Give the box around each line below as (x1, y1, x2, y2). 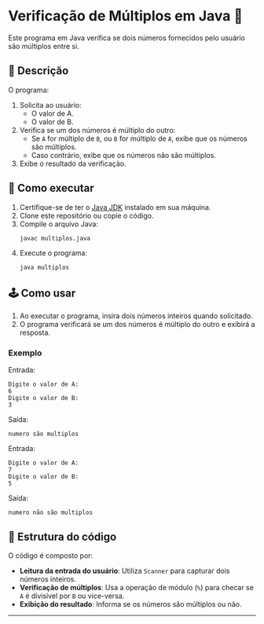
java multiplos (19, 263, 70, 272)
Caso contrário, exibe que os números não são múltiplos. (31, 150, 216, 160)
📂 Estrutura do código (8, 530, 117, 543)
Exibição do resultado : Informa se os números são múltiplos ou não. (19, 600, 242, 609)
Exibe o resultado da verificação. (19, 159, 127, 168)
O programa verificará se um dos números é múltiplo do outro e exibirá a (19, 320, 255, 329)
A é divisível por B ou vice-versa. (19, 591, 125, 600)
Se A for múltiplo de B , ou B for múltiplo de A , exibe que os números (31, 134, 247, 143)
